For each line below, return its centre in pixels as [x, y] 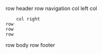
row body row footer [30, 45]
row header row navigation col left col [52, 8]
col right [28, 19]
